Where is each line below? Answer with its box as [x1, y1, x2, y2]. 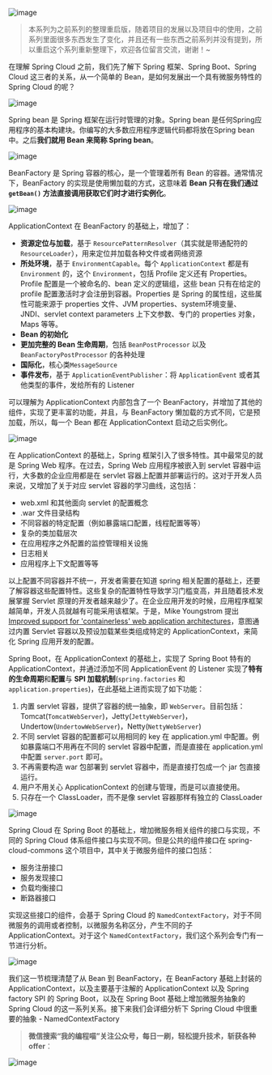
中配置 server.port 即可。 [19, 752, 108, 761]
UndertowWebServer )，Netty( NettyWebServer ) [55, 721, 202, 731]
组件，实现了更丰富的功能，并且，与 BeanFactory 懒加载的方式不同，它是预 [8, 407, 261, 417]
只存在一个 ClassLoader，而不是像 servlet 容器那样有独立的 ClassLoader [19, 792, 263, 801]
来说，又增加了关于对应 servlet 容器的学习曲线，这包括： [8, 481, 198, 490]
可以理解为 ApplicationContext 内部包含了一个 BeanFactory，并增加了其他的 [8, 397, 263, 406]
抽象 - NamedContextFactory [22, 1014, 120, 1023]
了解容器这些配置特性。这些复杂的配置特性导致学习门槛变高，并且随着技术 [8, 586, 257, 595]
